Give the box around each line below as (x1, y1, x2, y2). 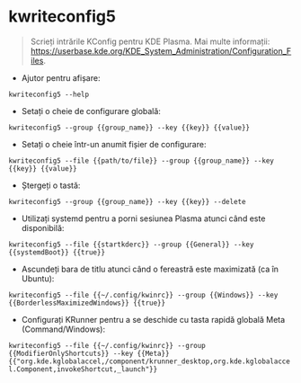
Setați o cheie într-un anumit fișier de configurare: (21, 138, 207, 149)
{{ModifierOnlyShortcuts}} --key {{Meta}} (8, 349, 170, 358)
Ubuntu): (21, 272, 55, 284)
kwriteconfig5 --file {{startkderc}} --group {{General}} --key (8, 240, 254, 249)
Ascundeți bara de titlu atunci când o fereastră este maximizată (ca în (21, 263, 279, 274)
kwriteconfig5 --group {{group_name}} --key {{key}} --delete (8, 197, 246, 206)
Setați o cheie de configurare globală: (21, 105, 161, 116)
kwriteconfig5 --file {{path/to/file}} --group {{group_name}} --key (8, 156, 275, 165)
